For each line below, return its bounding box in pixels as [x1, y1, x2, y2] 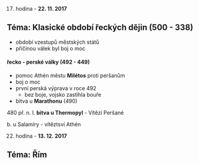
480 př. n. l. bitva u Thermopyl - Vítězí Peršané [7, 109, 125, 117]
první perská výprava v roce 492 [15, 85, 97, 92]
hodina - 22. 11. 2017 [15, 5, 68, 12]
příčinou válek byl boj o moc [15, 44, 86, 52]
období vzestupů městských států [15, 38, 99, 46]
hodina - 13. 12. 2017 [15, 132, 68, 140]
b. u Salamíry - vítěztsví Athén [7, 121, 82, 128]
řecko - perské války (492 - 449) [7, 58, 90, 65]
